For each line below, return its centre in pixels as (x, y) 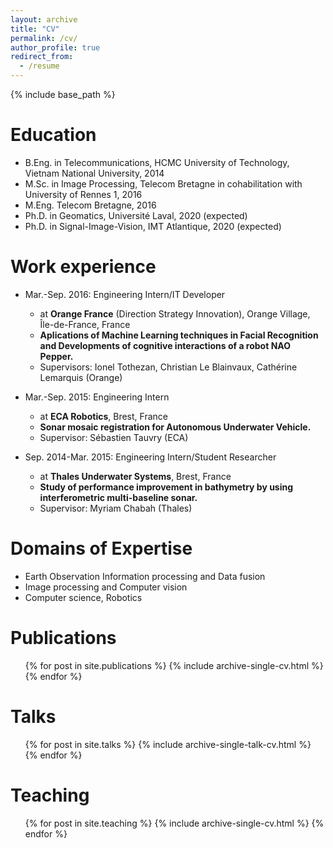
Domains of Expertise (101, 548)
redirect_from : (42, 57)
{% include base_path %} (63, 94)
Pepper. (56, 356)
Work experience (83, 267)
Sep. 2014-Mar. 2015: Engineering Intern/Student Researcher (150, 457)
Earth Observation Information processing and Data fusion (145, 576)
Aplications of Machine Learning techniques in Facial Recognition (179, 335)
